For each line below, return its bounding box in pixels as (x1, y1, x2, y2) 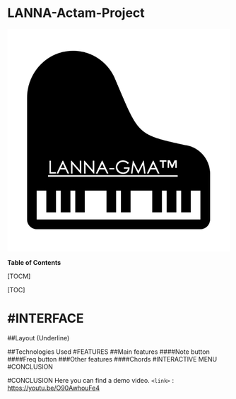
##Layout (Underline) (7, 333, 70, 342)
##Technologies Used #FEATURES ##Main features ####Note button (7, 347, 210, 356)
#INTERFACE (7, 311, 84, 326)
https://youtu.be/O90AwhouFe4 (7, 383, 100, 392)
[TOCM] (7, 272, 31, 280)
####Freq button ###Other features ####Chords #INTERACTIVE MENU (7, 355, 218, 363)
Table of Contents (7, 258, 61, 266)
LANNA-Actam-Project (7, 5, 145, 21)
